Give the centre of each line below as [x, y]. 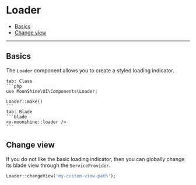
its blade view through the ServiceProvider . [58, 165]
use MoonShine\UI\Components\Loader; [52, 91]
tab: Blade [19, 111]
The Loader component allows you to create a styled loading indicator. [90, 70]
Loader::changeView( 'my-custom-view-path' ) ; [61, 176]
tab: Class [19, 81]
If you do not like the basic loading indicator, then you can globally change [95, 159]
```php [14, 86]
